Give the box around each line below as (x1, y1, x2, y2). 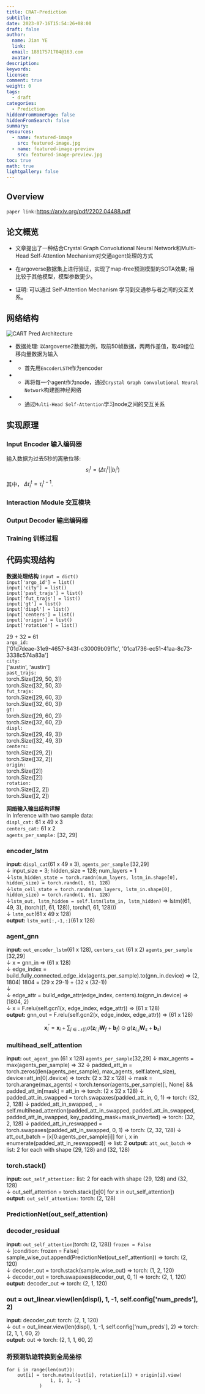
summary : (6, 123, 29, 129)
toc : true (6, 157, 32, 163)
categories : (6, 100, 37, 106)
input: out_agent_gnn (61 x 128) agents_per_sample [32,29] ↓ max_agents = (6, 1055, 194, 1062)
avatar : (12, 55, 32, 61)
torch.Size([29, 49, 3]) (6, 730, 62, 738)
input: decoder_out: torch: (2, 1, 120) (6, 1316, 99, 1323)
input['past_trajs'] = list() (6, 590, 84, 596)
